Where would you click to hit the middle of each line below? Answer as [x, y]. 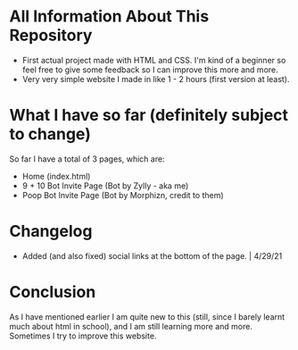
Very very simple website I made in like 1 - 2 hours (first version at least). [156, 79]
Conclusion [53, 292]
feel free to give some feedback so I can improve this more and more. [150, 70]
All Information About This [109, 17]
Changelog [51, 232]
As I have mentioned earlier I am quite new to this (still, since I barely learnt [147, 317]
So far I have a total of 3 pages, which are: [87, 159]
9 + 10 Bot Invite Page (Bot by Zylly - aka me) [105, 186]
